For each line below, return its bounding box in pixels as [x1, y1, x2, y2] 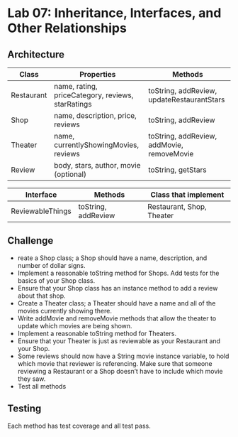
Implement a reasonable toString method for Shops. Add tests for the [17, 269, 220, 277]
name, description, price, [54, 111, 137, 120]
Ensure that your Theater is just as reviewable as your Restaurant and [17, 336, 221, 345]
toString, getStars [148, 165, 207, 175]
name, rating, [54, 82, 98, 91]
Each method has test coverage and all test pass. [7, 421, 151, 430]
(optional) [54, 169, 87, 179]
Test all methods [17, 382, 67, 390]
